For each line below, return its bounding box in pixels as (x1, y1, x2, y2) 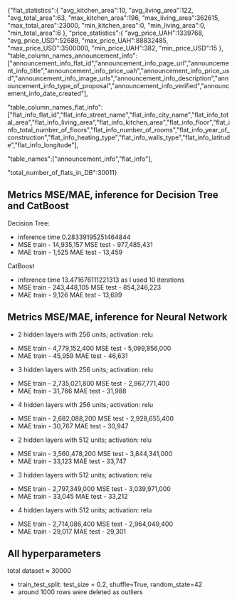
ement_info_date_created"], (7, 89, 88, 97)
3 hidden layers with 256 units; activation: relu (17, 365, 153, 374)
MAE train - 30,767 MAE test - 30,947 (17, 421, 129, 430)
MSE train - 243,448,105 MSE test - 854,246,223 (17, 282, 162, 291)
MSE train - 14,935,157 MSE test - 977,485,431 (17, 240, 153, 248)
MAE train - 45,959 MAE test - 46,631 (17, 352, 128, 360)
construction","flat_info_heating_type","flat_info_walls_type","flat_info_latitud (7, 133, 231, 142)
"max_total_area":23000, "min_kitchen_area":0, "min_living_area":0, (7, 21, 206, 29)
